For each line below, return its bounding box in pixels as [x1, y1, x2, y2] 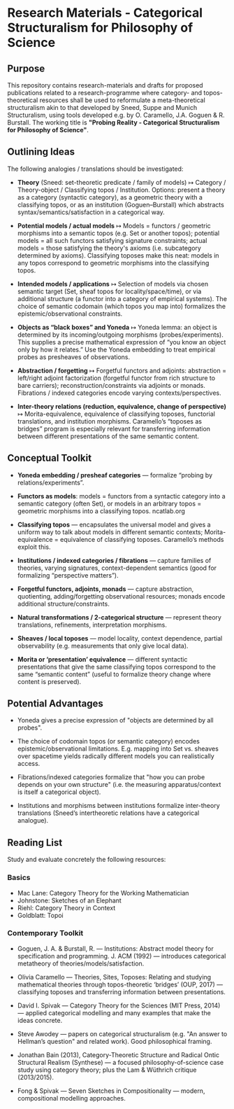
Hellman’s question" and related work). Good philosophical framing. [17, 1037, 212, 1045]
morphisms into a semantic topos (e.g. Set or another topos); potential [17, 229, 220, 237]
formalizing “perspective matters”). [17, 571, 119, 579]
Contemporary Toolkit [7, 928, 84, 938]
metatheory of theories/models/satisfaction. [17, 959, 145, 968]
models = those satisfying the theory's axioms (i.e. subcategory [17, 244, 201, 252]
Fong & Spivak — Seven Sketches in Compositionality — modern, [17, 1087, 205, 1095]
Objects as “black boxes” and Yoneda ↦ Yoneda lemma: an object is [17, 323, 218, 331]
